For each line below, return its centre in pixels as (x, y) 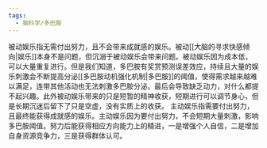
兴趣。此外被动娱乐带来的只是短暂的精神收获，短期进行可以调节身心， (137, 96)
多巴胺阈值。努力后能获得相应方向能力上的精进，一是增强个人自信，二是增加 (133, 125)
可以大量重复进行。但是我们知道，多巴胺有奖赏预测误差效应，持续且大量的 (130, 66)
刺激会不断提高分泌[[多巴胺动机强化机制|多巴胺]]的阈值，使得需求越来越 (133, 76)
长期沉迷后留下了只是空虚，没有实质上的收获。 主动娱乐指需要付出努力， (134, 106)
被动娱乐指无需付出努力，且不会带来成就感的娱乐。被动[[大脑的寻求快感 (126, 46)
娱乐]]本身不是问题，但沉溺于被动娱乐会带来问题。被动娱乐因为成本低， (135, 56)
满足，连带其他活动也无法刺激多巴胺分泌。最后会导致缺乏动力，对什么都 (133, 86)
